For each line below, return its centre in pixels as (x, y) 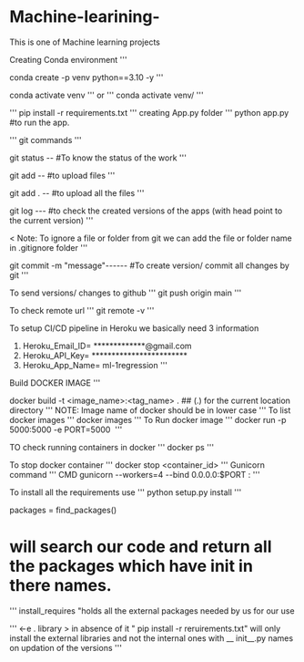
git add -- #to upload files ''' (62, 175)
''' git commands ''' (46, 140)
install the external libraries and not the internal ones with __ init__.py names (152, 638)
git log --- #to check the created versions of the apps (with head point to (146, 211)
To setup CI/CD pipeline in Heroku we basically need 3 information (134, 328)
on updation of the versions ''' (66, 647)
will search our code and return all (141, 547)
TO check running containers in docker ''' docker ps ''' (112, 447)
